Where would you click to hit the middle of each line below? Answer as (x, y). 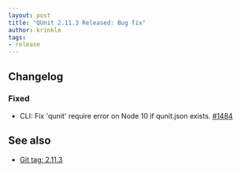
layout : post (30, 15)
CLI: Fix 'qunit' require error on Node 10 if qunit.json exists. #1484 (126, 115)
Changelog (36, 77)
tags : (17, 37)
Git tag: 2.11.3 (41, 159)
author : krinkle (35, 30)
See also (30, 141)
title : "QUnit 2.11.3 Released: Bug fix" (77, 23)
